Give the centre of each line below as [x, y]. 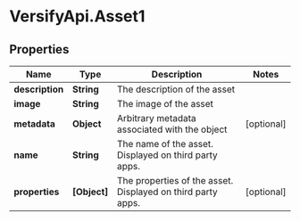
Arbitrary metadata [157, 118]
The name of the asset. [166, 144]
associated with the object [172, 129]
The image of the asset [166, 104]
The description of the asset [176, 89]
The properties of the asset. [175, 180]
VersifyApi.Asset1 [77, 16]
